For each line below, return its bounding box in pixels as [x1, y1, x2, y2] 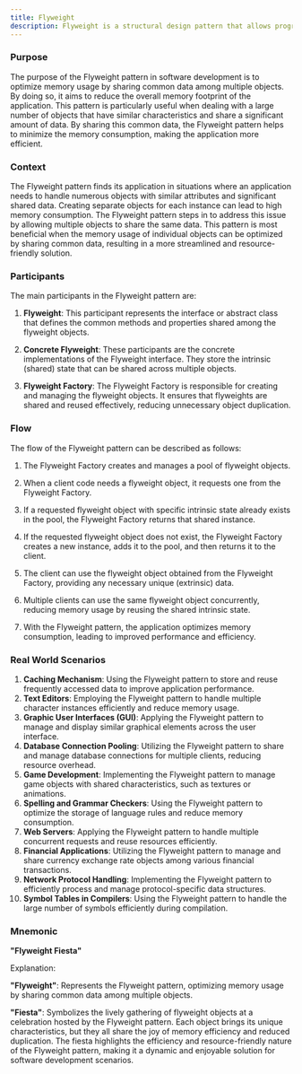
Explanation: [10, 963, 56, 974]
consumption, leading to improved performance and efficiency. [22, 631, 256, 642]
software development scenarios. [10, 1055, 134, 1066]
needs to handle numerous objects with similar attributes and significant [10, 190, 277, 202]
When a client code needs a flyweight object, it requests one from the [22, 477, 281, 488]
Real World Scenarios [10, 653, 107, 666]
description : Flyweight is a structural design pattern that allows [10, 22, 272, 31]
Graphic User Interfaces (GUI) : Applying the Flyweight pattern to [22, 712, 263, 722]
